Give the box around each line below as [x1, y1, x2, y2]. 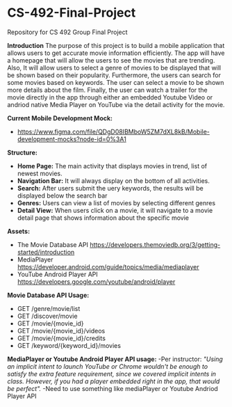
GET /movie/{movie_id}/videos [17, 326, 106, 335]
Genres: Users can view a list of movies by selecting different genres [17, 198, 216, 207]
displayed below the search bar [17, 191, 108, 200]
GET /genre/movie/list [17, 304, 81, 312]
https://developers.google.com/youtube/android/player [17, 277, 176, 286]
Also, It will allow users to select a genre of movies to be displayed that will [7, 63, 222, 72]
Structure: [7, 148, 38, 157]
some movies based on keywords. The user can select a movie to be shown [7, 78, 224, 86]
